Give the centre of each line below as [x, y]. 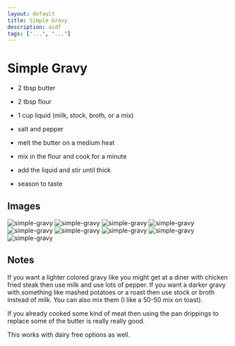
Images [24, 206]
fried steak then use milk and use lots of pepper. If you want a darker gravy [116, 285]
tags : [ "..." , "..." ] [39, 34]
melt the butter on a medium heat [66, 143]
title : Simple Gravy [38, 20]
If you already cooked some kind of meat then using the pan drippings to [113, 313]
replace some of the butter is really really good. [76, 321]
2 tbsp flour [34, 102]
